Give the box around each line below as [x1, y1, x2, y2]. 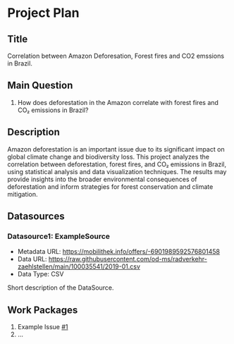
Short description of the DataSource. [7, 283, 114, 292]
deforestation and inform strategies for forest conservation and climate [7, 182, 214, 191]
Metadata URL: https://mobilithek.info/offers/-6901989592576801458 [17, 247, 221, 256]
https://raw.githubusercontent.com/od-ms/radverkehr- [48, 255, 208, 264]
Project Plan [7, 5, 80, 21]
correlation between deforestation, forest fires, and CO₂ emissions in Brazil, [7, 160, 227, 168]
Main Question [7, 80, 73, 92]
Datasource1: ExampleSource [7, 231, 111, 241]
